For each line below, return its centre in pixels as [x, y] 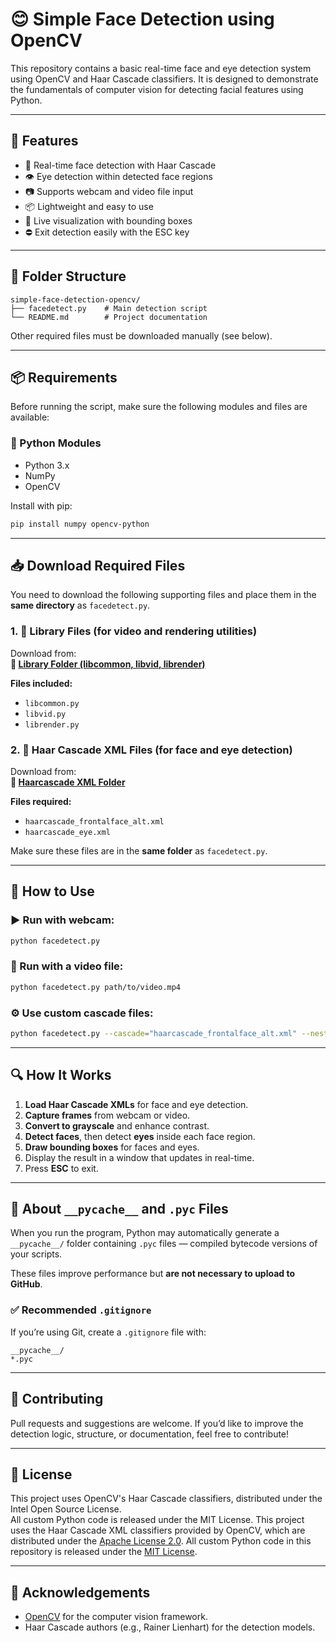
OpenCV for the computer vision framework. [116, 1617]
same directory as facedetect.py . [80, 605]
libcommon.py [52, 703]
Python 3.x [47, 465]
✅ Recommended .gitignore [81, 1310]
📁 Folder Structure [68, 276]
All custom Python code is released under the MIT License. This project [157, 1520]
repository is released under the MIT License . [104, 1552]
